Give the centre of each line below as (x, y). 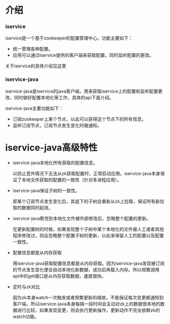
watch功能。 (26, 316)
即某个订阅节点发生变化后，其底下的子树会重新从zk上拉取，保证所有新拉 (89, 201)
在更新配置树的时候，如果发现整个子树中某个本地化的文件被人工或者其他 (88, 229)
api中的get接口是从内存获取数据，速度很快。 (59, 276)
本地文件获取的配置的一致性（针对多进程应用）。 (72, 180)
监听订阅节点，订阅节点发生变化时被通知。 (57, 125)
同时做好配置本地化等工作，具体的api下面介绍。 (64, 97)
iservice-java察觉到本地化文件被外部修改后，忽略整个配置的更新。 (82, 218)
